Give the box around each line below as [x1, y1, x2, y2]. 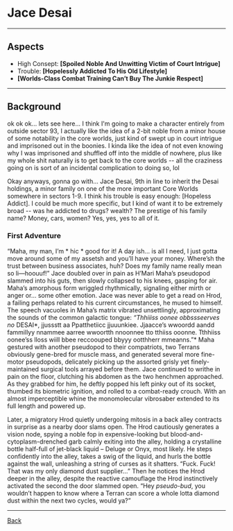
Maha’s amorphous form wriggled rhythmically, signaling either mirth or [7, 283, 212, 292]
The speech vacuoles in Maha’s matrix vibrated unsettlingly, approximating [7, 305, 221, 314]
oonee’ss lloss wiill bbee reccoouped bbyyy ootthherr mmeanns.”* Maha [7, 335, 215, 344]
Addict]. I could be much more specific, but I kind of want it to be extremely [7, 199, 223, 208]
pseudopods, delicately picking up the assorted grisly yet [25, 357, 189, 366]
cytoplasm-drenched [7, 437, 67, 446]
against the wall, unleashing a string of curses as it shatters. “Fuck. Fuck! [7, 460, 216, 468]
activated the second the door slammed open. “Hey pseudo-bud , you [7, 481, 206, 490]
